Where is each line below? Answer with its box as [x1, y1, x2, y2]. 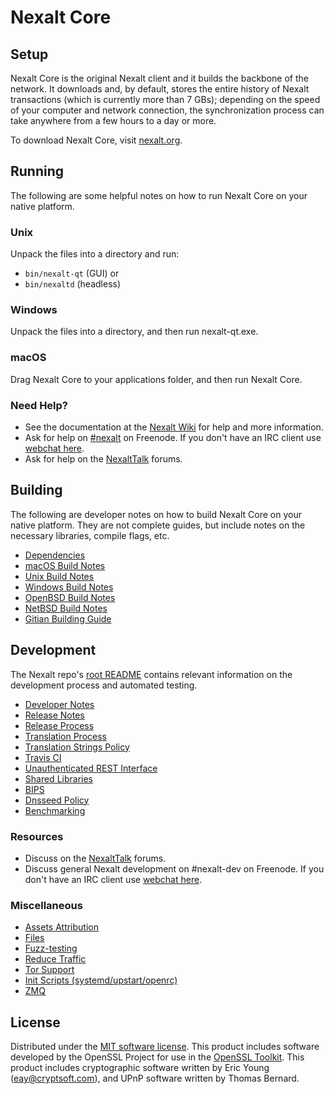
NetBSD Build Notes [24, 602, 108, 614]
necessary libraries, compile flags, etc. [10, 529, 170, 541]
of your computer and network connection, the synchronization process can [10, 104, 325, 116]
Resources [10, 829, 64, 843]
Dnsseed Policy [24, 794, 90, 806]
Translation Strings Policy [24, 741, 130, 753]
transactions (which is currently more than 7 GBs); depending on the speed [10, 94, 321, 105]
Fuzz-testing [24, 942, 78, 955]
